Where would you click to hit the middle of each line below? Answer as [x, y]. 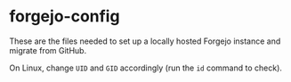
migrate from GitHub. [48, 50]
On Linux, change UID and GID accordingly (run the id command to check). [146, 68]
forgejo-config [65, 16]
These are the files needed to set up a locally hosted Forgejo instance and [145, 41]
